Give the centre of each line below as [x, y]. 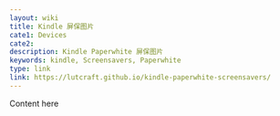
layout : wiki [34, 18]
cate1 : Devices [38, 35]
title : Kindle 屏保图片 [52, 26]
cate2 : [22, 43]
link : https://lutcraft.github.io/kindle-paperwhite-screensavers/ [140, 78]
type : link [30, 69]
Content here [34, 103]
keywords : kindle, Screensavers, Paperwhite [95, 60]
